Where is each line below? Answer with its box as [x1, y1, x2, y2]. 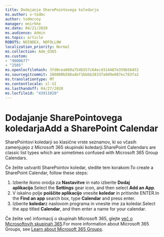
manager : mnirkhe [5, 21, 41, 26]
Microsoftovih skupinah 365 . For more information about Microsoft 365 [5, 221, 149, 227]
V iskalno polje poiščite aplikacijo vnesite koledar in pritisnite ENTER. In [12, 190, 160, 196]
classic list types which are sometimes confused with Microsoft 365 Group [5, 150, 158, 156]
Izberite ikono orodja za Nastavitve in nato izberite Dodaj [12, 180, 130, 186]
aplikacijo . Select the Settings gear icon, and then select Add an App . [12, 185, 156, 191]
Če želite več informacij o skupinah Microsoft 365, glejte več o [5, 216, 133, 222]
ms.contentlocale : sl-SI [5, 81, 57, 86]
